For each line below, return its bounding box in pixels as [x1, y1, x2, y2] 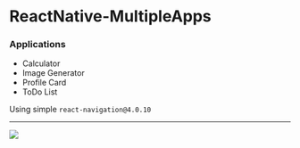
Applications [9, 38, 66, 51]
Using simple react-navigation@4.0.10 [9, 104, 152, 115]
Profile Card [21, 78, 67, 88]
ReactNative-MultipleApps [9, 6, 212, 27]
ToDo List [21, 86, 58, 97]
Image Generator [21, 68, 85, 78]
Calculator [21, 58, 61, 69]
